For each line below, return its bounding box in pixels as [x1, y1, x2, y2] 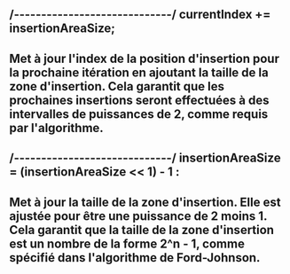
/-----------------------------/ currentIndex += [9, 7, 271, 22]
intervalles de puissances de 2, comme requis [9, 106, 269, 121]
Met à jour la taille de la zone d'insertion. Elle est [9, 194, 281, 209]
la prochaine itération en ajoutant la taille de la [9, 65, 269, 80]
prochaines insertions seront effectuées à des [9, 92, 270, 107]
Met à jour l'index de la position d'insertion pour [9, 51, 279, 66]
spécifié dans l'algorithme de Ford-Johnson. [9, 250, 261, 265]
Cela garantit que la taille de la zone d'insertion [9, 222, 275, 238]
